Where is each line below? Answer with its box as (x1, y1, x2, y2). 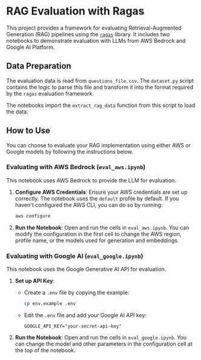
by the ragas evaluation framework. (6, 89, 94, 97)
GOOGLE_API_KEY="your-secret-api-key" (24, 323, 122, 329)
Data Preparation (6, 61, 71, 71)
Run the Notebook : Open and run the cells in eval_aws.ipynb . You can (14, 223, 190, 231)
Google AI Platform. (6, 43, 56, 51)
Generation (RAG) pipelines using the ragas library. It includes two (6, 30, 170, 37)
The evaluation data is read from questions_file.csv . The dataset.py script (6, 77, 194, 84)
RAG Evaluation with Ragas (6, 4, 145, 18)
